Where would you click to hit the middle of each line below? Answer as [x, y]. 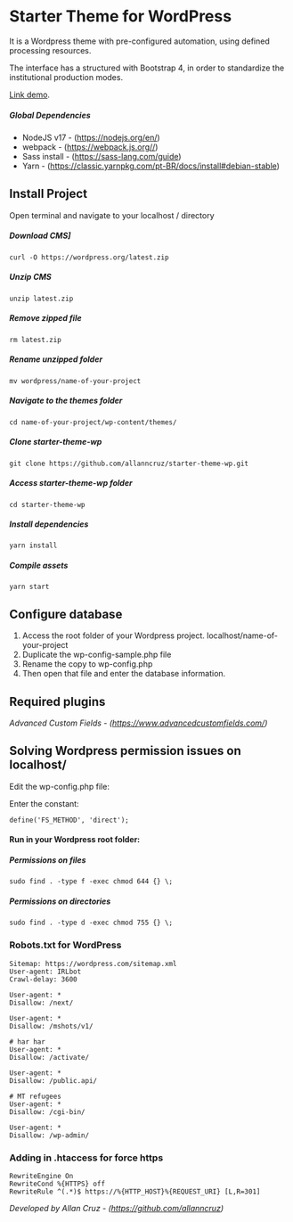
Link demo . [30, 94]
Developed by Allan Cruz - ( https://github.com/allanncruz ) [117, 1208]
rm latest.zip [36, 340]
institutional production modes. [66, 77]
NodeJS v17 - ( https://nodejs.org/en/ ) [91, 137]
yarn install [33, 545]
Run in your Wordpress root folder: [75, 840]
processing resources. [50, 50]
